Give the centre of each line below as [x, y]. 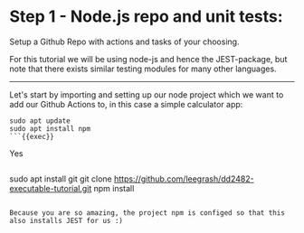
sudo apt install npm [50, 128]
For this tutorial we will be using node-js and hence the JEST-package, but [148, 59]
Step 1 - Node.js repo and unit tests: [146, 17]
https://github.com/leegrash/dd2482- [184, 179]
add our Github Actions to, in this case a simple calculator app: [126, 104]
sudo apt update [40, 121]
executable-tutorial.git [51, 188]
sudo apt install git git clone [61, 179]
